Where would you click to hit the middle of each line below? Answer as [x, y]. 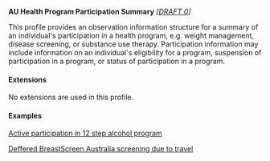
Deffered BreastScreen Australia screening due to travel [101, 149]
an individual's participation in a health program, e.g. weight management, [131, 36]
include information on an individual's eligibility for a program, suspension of [135, 52]
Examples [25, 115]
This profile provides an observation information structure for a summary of [133, 27]
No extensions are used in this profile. [71, 97]
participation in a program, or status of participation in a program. [117, 61]
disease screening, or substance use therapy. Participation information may [133, 44]
